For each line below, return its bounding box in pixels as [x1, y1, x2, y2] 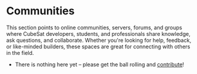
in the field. [6, 49, 34, 56]
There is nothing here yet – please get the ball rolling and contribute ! [14, 61, 184, 68]
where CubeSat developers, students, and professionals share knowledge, [6, 30, 191, 37]
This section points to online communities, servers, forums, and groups [6, 24, 183, 31]
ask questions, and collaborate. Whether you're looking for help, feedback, [6, 36, 192, 44]
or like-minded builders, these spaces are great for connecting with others [6, 43, 190, 50]
